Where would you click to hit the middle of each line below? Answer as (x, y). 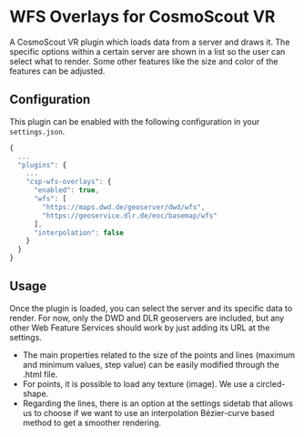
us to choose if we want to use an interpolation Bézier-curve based (148, 412)
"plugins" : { (42, 165)
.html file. (40, 374)
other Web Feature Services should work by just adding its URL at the (140, 327)
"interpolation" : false (79, 233)
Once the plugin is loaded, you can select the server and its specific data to (151, 308)
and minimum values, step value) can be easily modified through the (151, 364)
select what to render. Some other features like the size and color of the (144, 61)
